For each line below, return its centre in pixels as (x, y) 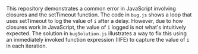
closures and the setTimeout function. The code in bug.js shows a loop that (99, 15)
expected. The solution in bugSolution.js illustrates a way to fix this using (97, 33)
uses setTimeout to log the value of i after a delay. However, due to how (95, 21)
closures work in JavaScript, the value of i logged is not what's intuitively (96, 27)
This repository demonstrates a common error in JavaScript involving (91, 9)
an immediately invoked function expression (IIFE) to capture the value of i (98, 40)
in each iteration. (27, 46)
